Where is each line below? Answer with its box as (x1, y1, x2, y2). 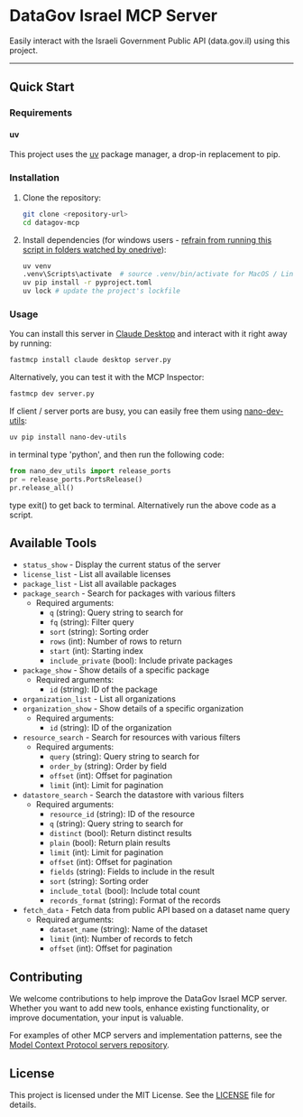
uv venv (22, 261, 51, 271)
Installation (9, 172, 60, 184)
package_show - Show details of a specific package (22, 665, 210, 675)
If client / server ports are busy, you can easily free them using (9, 405, 243, 416)
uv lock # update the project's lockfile (22, 286, 180, 296)
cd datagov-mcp (22, 218, 80, 227)
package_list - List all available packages (22, 579, 178, 590)
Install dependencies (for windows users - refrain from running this (22, 234, 272, 245)
